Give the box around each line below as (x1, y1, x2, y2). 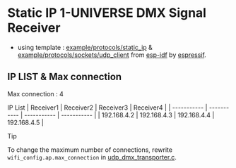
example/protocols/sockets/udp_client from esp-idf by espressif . (17, 51, 206, 59)
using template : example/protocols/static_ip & (17, 43, 153, 51)
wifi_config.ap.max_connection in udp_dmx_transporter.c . (7, 153, 177, 161)
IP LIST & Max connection (7, 71, 122, 83)
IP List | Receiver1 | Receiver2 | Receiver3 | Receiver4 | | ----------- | (7, 103, 208, 112)
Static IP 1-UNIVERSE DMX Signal (7, 5, 207, 21)
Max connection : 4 (7, 89, 64, 98)
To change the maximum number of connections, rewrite (7, 146, 173, 154)
